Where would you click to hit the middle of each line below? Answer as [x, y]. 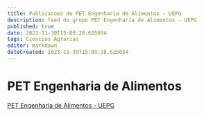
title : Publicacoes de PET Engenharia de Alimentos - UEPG [94, 13]
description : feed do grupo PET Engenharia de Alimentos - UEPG [102, 20]
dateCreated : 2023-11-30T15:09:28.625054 [68, 52]
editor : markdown [32, 46]
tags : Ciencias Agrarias [43, 39]
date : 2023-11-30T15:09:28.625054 [57, 33]
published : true [31, 26]
